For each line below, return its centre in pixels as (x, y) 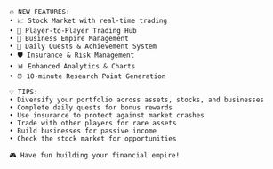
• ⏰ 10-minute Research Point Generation (88, 76)
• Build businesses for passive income (83, 131)
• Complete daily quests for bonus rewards (91, 108)
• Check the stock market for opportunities (93, 139)
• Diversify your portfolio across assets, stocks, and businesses (136, 100)
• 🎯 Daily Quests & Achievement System (83, 46)
